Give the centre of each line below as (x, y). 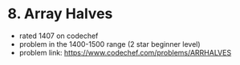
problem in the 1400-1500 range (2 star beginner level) (110, 44)
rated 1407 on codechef (59, 36)
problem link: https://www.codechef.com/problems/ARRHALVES (125, 52)
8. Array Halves (60, 14)
